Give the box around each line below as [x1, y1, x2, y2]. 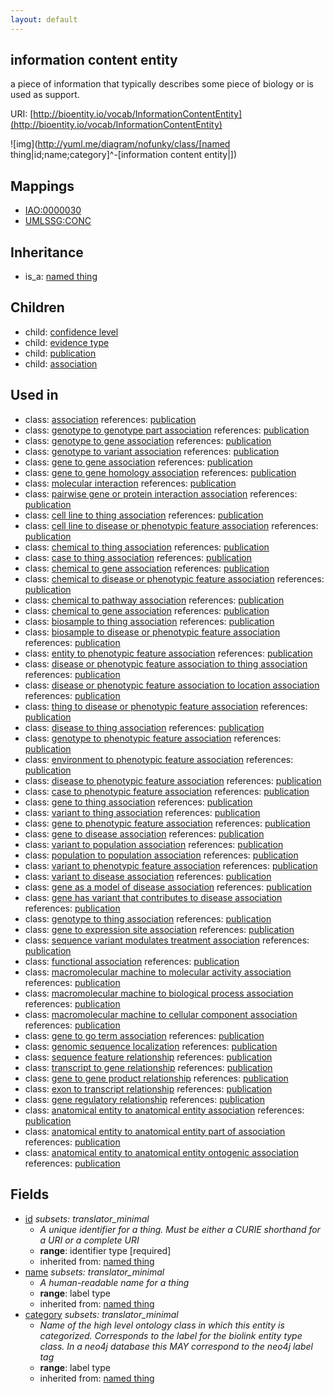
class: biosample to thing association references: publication [24, 615, 275, 627]
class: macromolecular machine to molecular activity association [24, 966, 292, 978]
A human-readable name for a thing [39, 1276, 190, 1288]
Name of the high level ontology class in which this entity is [39, 1319, 285, 1331]
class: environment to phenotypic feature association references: [24, 753, 294, 765]
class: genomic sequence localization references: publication [24, 1040, 278, 1052]
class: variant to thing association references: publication [24, 806, 261, 818]
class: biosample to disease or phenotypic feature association [24, 626, 281, 638]
